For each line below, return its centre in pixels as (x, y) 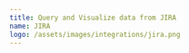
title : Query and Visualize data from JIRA (93, 18)
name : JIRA (30, 26)
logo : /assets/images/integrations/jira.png (95, 34)
